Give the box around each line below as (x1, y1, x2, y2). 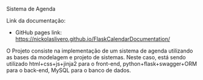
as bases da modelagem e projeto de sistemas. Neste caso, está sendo (6, 54, 186, 60)
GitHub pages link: (15, 29, 62, 36)
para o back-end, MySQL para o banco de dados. (6, 67, 131, 74)
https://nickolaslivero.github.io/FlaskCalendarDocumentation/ (15, 35, 171, 42)
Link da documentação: (6, 17, 66, 24)
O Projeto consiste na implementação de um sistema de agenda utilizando (6, 47, 193, 54)
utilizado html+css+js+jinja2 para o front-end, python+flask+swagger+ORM (6, 60, 197, 67)
